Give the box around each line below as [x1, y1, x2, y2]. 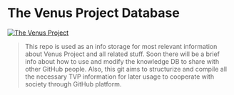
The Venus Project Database [7, 5, 180, 21]
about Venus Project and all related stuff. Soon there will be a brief [24, 50, 220, 58]
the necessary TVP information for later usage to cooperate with [24, 72, 215, 81]
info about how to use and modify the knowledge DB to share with [24, 57, 220, 65]
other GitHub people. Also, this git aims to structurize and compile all [24, 65, 227, 73]
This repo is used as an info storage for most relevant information [24, 42, 218, 50]
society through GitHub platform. [24, 79, 122, 88]
